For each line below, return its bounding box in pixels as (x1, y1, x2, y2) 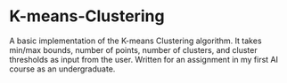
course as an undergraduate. (9, 64, 116, 74)
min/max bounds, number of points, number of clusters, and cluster (9, 44, 258, 55)
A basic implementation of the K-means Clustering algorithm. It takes (9, 35, 262, 46)
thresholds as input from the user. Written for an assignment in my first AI (9, 54, 279, 64)
